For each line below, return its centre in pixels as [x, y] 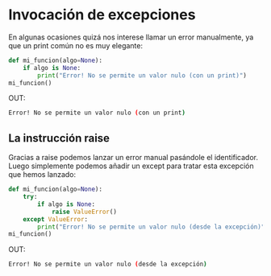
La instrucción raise [59, 138]
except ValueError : [56, 219]
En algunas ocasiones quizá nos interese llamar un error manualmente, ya [131, 37]
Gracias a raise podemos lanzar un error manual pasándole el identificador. [133, 158]
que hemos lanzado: [42, 175]
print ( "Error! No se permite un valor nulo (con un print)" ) [142, 75]
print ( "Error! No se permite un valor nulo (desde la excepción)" [151, 227]
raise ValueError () [84, 212]
